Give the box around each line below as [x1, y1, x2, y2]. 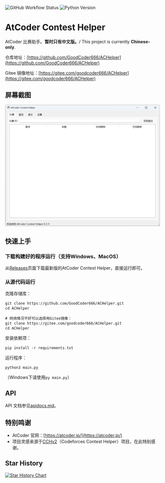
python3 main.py [5, 365, 38, 370]
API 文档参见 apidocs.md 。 [5, 403, 59, 409]
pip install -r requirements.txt [5, 345, 74, 351]
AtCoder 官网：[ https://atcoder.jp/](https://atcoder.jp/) [12, 432, 123, 438]
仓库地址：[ [5, 54, 28, 60]
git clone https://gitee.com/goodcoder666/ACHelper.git [5, 321, 122, 326]
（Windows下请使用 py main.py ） [5, 374, 72, 380]
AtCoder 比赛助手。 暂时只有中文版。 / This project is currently [5, 38, 130, 44]
